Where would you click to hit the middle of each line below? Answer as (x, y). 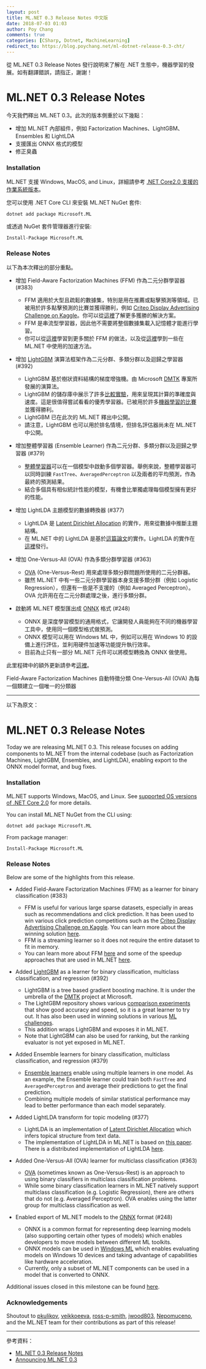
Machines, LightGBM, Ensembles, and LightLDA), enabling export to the (97, 760)
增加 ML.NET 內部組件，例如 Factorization (68, 128)
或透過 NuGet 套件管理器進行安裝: (49, 226)
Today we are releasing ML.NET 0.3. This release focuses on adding (93, 747)
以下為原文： (22, 705)
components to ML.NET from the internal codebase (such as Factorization (100, 754)
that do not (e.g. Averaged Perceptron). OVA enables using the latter (111, 1198)
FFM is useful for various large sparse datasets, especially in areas (109, 908)
